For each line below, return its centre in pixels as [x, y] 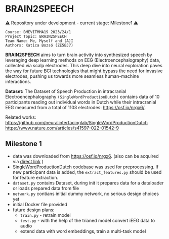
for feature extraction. [35, 177]
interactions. [18, 81]
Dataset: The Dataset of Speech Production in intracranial [66, 91]
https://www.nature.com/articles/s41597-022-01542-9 [62, 128]
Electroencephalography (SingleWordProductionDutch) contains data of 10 [82, 97]
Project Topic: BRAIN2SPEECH [36, 36]
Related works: [21, 117]
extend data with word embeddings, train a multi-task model [83, 231]
